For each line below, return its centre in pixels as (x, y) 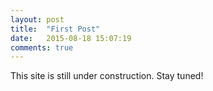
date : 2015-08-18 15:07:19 (71, 38)
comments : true (42, 47)
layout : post (37, 19)
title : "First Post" (55, 29)
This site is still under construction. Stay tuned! (107, 76)
